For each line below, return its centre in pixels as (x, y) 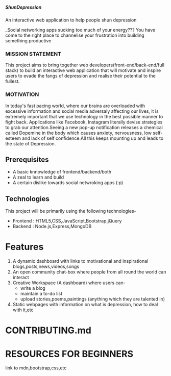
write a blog (33, 288)
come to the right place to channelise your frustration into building (75, 35)
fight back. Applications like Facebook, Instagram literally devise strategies (84, 122)
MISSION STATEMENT (33, 54)
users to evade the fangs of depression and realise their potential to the (80, 76)
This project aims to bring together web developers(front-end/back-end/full (85, 65)
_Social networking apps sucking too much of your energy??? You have (80, 30)
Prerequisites (27, 159)
